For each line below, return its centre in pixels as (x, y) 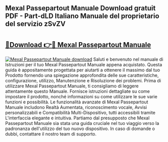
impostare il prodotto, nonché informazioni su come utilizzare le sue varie (81, 97)
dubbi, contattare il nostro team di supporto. (51, 134)
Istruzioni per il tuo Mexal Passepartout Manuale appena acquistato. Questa (84, 64)
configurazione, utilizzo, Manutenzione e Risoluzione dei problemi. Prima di (83, 81)
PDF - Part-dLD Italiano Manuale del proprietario (82, 16)
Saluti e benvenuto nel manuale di (128, 59)
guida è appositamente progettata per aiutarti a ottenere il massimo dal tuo (82, 70)
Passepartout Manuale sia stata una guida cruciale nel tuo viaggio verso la (82, 123)
